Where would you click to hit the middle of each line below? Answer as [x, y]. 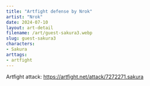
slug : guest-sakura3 [31, 38]
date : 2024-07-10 [27, 22]
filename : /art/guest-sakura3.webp [49, 33]
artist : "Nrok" [25, 17]
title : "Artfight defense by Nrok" [49, 11]
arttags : [17, 55]
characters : [20, 44]
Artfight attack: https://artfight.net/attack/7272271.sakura [75, 77]
